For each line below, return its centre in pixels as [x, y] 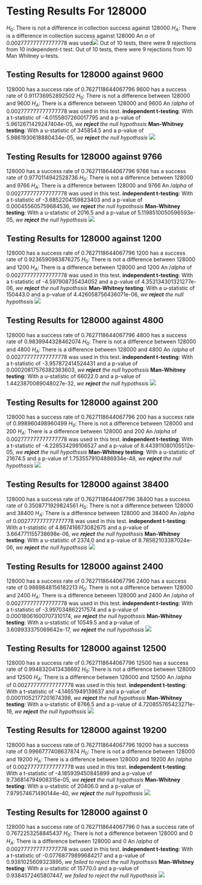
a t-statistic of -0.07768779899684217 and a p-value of [76, 855]
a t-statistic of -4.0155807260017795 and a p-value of [74, 118]
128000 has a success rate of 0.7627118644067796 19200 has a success [97, 745]
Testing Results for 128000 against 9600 [85, 75]
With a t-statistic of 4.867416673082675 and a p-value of [77, 528]
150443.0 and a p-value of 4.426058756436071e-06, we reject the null [95, 294]
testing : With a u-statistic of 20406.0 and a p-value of [74, 786]
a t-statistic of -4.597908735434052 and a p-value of [73, 281]
